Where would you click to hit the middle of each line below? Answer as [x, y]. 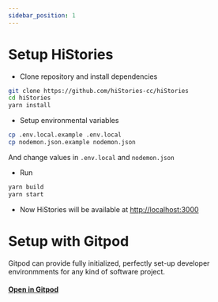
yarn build [26, 187]
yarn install [30, 106]
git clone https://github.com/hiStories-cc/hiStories [99, 91]
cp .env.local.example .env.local [65, 135]
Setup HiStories [61, 54]
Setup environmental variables [69, 121]
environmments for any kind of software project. [87, 271]
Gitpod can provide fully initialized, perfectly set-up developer [109, 263]
